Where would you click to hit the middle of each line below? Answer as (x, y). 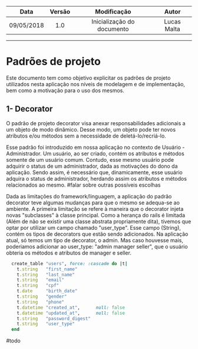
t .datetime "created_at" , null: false (71, 307)
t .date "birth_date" (47, 291)
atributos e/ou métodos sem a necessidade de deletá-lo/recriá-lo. (86, 136)
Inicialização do (113, 22)
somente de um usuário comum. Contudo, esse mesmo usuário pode (90, 159)
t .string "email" (41, 280)
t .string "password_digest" (54, 318)
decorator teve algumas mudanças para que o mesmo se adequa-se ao (93, 203)
